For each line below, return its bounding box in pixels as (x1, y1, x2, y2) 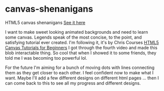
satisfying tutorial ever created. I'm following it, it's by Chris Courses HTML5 (5, 39, 159, 45)
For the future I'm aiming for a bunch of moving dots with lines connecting (5, 65, 155, 70)
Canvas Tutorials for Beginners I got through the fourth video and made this (5, 45, 158, 50)
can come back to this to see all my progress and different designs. (5, 80, 141, 86)
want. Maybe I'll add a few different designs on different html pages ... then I (5, 75, 159, 81)
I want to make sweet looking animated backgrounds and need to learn (5, 29, 148, 35)
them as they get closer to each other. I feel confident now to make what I (5, 69, 154, 75)
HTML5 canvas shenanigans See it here (5, 20, 86, 25)
